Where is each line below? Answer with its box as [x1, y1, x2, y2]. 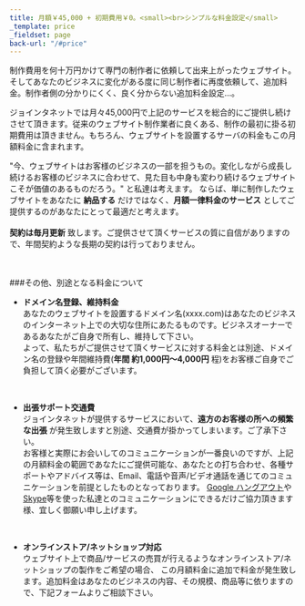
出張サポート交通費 [22, 402, 96, 413]
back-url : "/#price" [9, 38, 88, 48]
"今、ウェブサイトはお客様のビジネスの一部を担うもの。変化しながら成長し [9, 160, 293, 171]
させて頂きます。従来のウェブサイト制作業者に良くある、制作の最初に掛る [9, 118, 289, 129]
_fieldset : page [9, 30, 71, 39]
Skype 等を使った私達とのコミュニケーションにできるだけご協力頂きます [22, 493, 294, 504]
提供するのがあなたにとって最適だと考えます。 [9, 206, 184, 217]
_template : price [9, 22, 76, 31]
